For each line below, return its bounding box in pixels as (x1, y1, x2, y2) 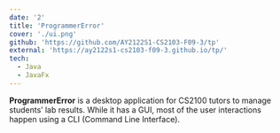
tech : (9, 54, 29, 63)
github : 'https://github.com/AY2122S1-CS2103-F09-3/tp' (9, 37, 220, 47)
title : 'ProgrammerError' (9, 21, 105, 30)
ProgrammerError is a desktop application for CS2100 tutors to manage (9, 95, 272, 106)
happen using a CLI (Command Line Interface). (9, 113, 180, 124)
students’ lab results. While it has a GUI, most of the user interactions (9, 104, 261, 115)
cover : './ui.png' (9, 29, 77, 38)
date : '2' (9, 12, 46, 22)
